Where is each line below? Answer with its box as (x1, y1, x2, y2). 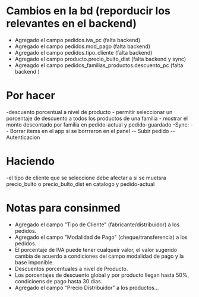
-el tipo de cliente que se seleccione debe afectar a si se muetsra (6, 174, 166, 181)
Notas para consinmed (6, 201, 121, 214)
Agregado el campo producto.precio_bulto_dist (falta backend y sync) (14, 55, 187, 62)
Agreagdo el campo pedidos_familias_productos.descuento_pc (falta (14, 61, 184, 69)
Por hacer (6, 89, 55, 102)
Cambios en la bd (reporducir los (6, 4, 171, 18)
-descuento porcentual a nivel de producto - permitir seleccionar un (6, 108, 173, 115)
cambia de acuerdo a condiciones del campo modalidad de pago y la (14, 252, 184, 260)
